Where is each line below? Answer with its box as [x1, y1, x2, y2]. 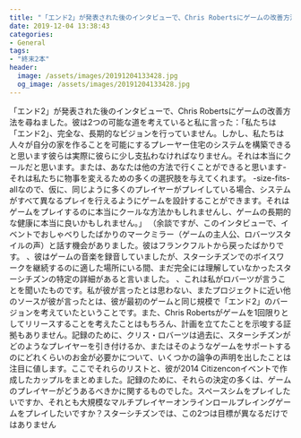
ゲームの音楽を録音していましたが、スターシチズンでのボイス [49, 251, 277, 262]
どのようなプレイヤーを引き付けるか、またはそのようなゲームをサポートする [9, 340, 291, 351]
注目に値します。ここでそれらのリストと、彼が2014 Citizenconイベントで [9, 363, 280, 374]
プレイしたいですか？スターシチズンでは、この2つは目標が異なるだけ [24, 408, 280, 418]
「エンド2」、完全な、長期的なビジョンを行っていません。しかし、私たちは [9, 127, 285, 139]
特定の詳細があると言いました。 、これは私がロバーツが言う [56, 273, 279, 284]
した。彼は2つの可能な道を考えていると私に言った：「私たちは [47, 116, 277, 127]
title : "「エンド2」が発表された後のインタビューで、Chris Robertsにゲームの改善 [9, 13, 284, 22]
